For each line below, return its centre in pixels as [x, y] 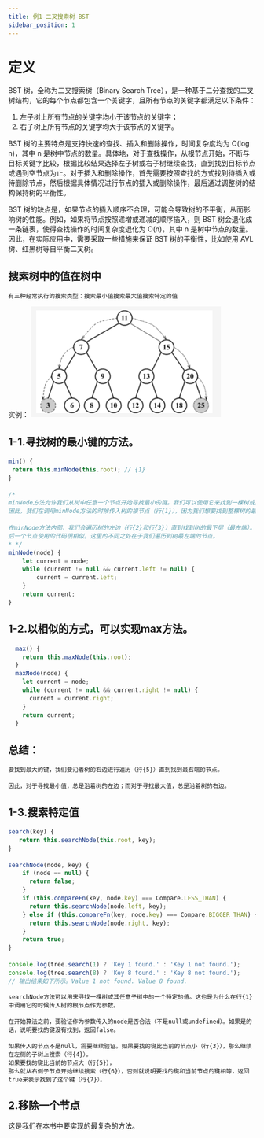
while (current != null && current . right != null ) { [110, 690]
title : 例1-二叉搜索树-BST [49, 17]
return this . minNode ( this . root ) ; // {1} [79, 469]
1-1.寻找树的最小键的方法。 [73, 442]
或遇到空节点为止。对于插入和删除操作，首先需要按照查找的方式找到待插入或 [132, 173]
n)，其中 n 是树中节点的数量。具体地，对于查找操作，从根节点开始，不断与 [129, 153]
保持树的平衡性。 [42, 193]
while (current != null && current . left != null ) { [108, 569]
